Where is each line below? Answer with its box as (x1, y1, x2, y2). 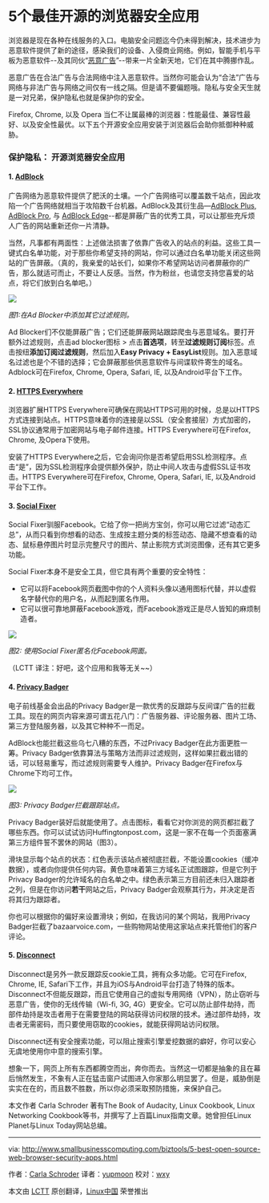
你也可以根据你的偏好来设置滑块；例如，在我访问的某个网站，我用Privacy (8, 911, 251, 921)
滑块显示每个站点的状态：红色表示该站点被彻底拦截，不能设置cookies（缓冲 (8, 854, 259, 864)
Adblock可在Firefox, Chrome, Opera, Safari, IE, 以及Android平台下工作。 (8, 367, 247, 377)
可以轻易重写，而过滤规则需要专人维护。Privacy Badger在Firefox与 (22, 758, 243, 768)
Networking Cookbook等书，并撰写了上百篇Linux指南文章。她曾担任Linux (8, 1110, 252, 1120)
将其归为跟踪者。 (8, 894, 65, 904)
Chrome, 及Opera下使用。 (8, 435, 94, 445)
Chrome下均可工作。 (8, 768, 78, 778)
